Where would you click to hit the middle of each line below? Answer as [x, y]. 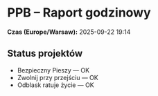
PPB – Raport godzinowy [79, 13]
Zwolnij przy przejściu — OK [58, 77]
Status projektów [45, 54]
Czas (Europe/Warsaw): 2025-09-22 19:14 [69, 32]
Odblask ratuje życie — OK [56, 85]
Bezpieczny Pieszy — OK [53, 70]
